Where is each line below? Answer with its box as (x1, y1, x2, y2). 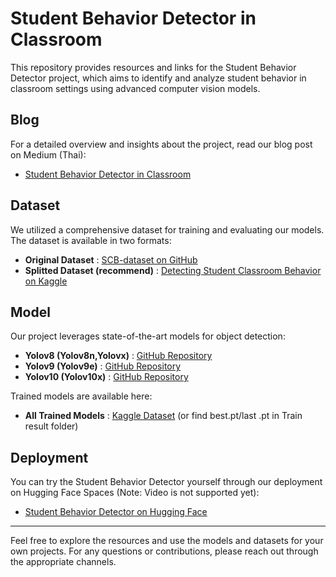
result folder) (24, 420, 79, 432)
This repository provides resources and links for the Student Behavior (10, 61, 297, 73)
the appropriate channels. (10, 556, 117, 568)
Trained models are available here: (10, 390, 153, 402)
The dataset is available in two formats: (10, 234, 172, 246)
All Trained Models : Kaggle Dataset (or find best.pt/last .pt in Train (24, 410, 303, 422)
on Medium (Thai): (10, 148, 87, 161)
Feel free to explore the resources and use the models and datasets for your (10, 535, 324, 547)
